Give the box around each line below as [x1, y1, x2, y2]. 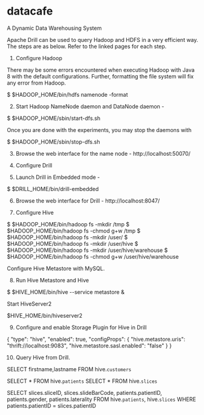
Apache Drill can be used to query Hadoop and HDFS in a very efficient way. [7, 36, 199, 43]
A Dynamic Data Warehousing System [7, 24, 102, 32]
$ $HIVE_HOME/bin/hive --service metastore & [7, 288, 125, 296]
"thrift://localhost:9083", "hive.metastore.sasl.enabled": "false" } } [7, 342, 172, 349]
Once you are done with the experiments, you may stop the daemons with [7, 126, 192, 133]
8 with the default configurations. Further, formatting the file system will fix [7, 72, 194, 80]
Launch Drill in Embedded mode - [15, 173, 100, 181]
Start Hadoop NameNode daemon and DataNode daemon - [15, 102, 165, 110]
